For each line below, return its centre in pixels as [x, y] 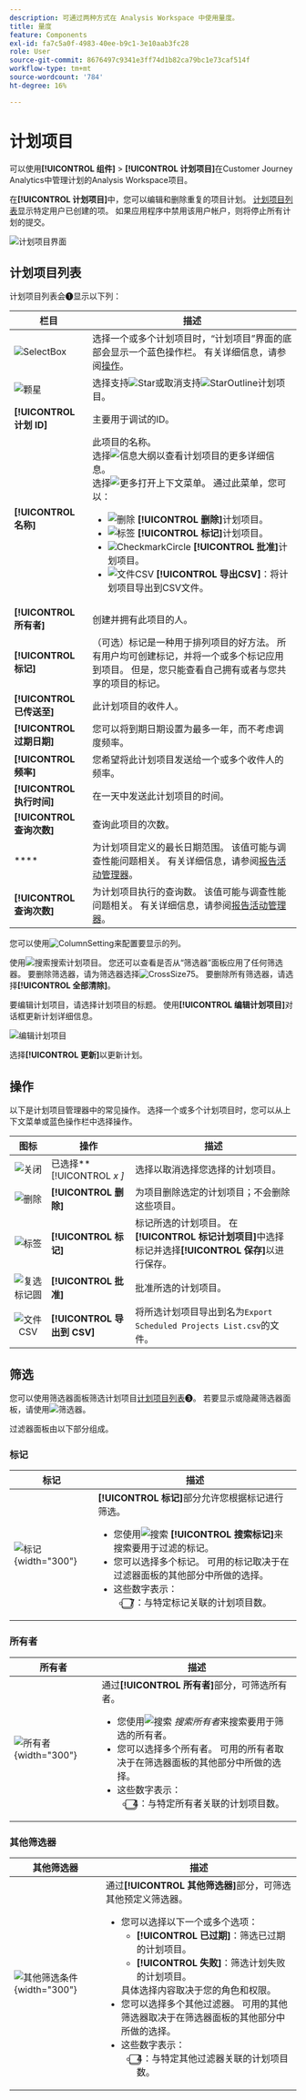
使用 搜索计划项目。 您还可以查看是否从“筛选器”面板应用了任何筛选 [147, 963]
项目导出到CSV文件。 [163, 588]
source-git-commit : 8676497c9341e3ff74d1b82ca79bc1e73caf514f [130, 60]
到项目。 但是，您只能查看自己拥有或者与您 [185, 670]
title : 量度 [31, 26]
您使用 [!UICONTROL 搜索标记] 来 [199, 1534]
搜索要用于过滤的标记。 [163, 1548]
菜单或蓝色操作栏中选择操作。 [81, 1122]
